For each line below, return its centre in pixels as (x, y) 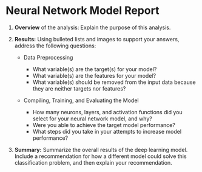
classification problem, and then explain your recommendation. (93, 162)
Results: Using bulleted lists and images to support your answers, (97, 39)
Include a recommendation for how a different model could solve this (100, 156)
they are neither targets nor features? (79, 88)
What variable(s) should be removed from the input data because (114, 82)
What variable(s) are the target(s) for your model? (95, 69)
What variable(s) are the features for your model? (94, 75)
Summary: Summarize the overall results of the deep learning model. (101, 150)
